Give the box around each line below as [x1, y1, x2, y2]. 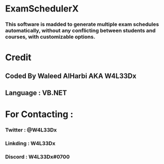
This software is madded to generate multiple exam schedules [5, 21, 160, 28]
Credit [5, 52, 31, 63]
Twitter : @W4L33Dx [5, 126, 57, 133]
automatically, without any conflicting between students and [5, 27, 156, 34]
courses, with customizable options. [5, 33, 96, 40]
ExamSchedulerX [5, 3, 79, 14]
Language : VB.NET [5, 88, 67, 97]
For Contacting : [5, 108, 74, 120]
